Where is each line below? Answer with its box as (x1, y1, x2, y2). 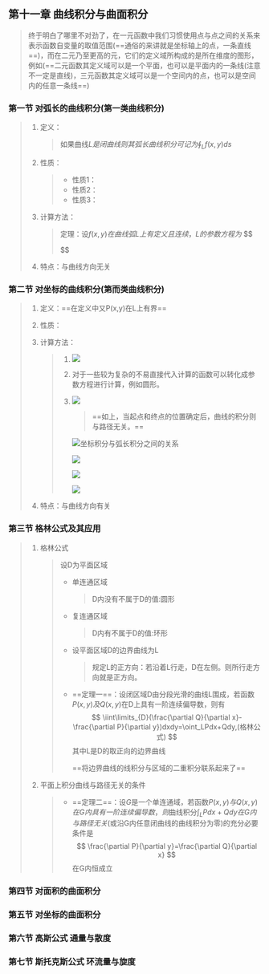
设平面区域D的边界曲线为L (71, 645, 159, 655)
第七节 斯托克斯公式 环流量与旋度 (8, 956, 137, 967)
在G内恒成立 (71, 863, 113, 873)
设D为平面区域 (59, 560, 108, 570)
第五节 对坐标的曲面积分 (8, 909, 101, 920)
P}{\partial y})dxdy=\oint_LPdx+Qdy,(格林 (116, 721, 255, 732)
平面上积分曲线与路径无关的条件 (39, 780, 146, 789)
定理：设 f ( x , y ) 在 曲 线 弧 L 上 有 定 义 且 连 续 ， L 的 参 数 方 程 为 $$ (59, 229, 253, 238)
